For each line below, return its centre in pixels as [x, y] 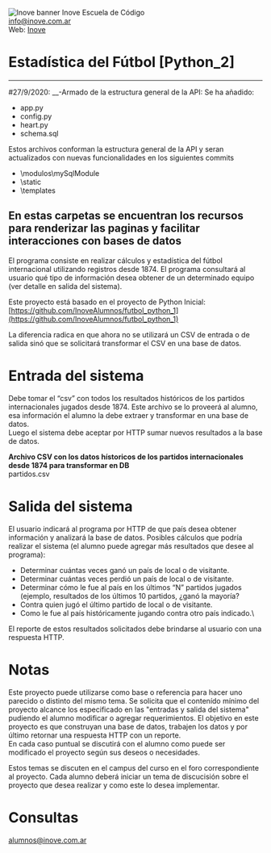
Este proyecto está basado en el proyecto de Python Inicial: [107, 302]
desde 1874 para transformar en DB [69, 465]
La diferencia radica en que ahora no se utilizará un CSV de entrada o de [129, 334]
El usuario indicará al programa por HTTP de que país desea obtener [123, 529]
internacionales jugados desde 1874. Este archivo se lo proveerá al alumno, [133, 407]
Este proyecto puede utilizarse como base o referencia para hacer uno [125, 692]
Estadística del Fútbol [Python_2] [122, 63]
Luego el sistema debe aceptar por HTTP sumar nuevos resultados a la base [135, 433]
